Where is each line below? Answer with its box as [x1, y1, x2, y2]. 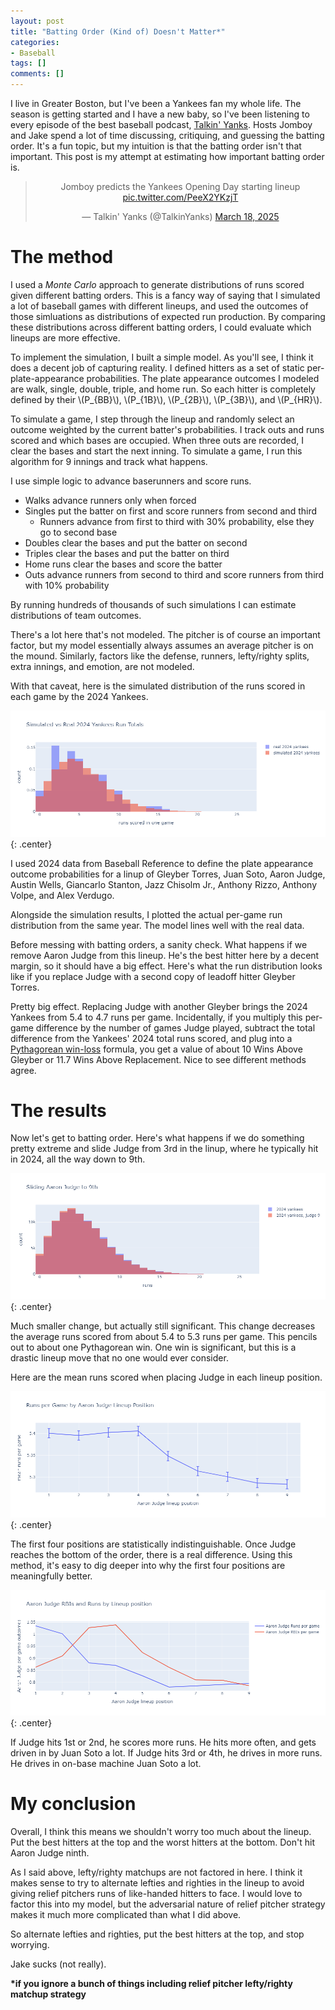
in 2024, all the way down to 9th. [10, 1153, 146, 1165]
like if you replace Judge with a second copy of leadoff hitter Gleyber [10, 970, 296, 982]
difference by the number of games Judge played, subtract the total [35, 1021, 316, 1034]
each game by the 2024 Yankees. [10, 690, 149, 702]
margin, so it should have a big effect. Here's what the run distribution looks [10, 960, 323, 972]
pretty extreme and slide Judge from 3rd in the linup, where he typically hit [10, 1143, 319, 1155]
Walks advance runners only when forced [24, 494, 197, 506]
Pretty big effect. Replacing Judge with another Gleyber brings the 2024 [10, 1000, 308, 1012]
